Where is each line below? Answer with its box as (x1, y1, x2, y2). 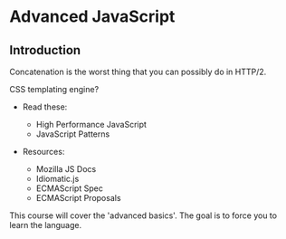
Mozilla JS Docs (35, 164, 97, 174)
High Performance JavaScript (35, 119, 148, 129)
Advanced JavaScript (9, 6, 176, 27)
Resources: (22, 147, 65, 157)
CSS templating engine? (9, 84, 100, 94)
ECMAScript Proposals (35, 193, 121, 203)
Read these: (22, 101, 68, 112)
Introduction (9, 43, 81, 58)
